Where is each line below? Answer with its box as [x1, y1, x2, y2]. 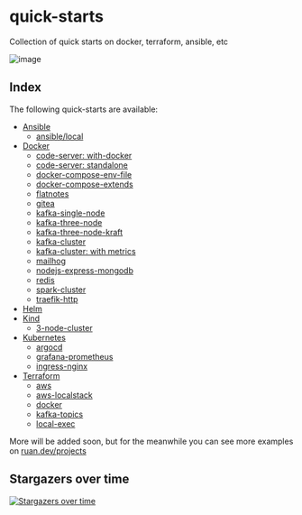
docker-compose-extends [35, 179, 133, 189]
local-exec [35, 418, 76, 429]
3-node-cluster [35, 322, 93, 333]
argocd [35, 341, 63, 353]
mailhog [35, 255, 66, 266]
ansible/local [35, 131, 84, 142]
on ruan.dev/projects [9, 445, 87, 456]
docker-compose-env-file [35, 169, 133, 179]
